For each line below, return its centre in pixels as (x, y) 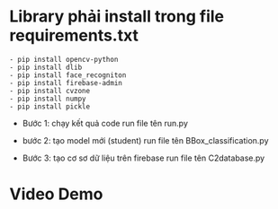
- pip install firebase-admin (66, 83)
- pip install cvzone (50, 91)
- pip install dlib (46, 67)
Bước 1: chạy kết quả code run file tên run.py (105, 123)
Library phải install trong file (117, 17)
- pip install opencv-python (64, 59)
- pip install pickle (50, 106)
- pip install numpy (48, 99)
